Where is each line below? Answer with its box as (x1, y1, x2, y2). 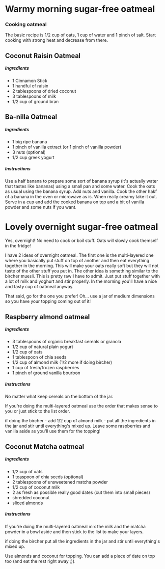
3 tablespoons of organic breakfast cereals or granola (12, 339, 121, 345)
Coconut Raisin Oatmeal (5, 52, 81, 60)
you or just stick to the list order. (5, 408, 70, 414)
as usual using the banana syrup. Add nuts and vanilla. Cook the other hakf (5, 189, 157, 194)
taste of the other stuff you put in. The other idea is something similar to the (5, 268, 158, 274)
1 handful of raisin (12, 82, 49, 89)
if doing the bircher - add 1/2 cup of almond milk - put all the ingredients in (5, 418, 156, 424)
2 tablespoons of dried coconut (12, 88, 76, 94)
